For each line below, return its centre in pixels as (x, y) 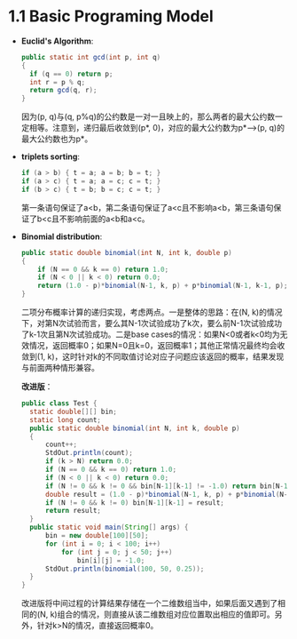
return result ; (73, 511)
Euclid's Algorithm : (57, 41)
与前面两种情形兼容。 (60, 368)
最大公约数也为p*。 (57, 139)
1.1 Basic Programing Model (111, 16)
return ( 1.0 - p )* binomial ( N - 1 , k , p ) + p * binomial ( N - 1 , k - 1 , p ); (163, 286)
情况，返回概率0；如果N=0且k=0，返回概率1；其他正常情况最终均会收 (157, 346)
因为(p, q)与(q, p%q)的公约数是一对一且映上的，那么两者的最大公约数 (148, 116)
